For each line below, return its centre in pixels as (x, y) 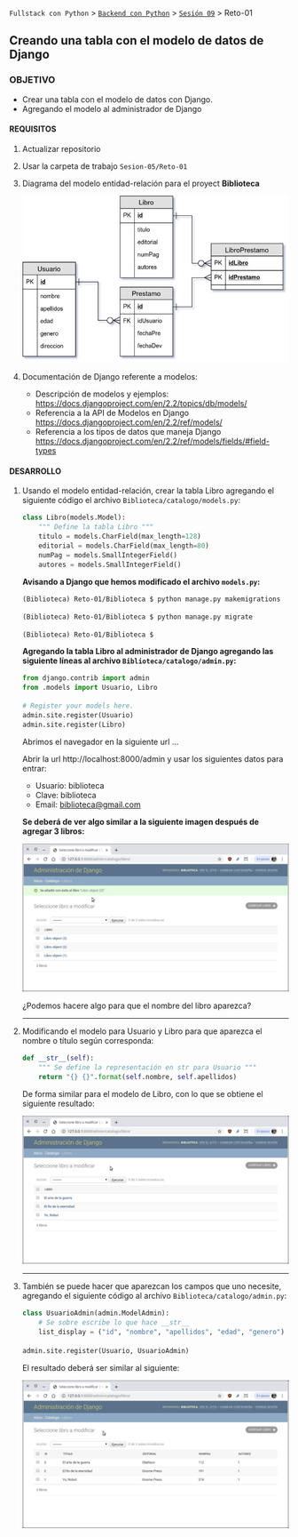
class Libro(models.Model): (74, 518)
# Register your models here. (78, 706)
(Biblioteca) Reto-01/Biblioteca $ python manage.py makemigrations (151, 599)
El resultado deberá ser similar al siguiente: (101, 1367)
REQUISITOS (33, 129)
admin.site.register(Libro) (74, 725)
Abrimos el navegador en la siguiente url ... (100, 741)
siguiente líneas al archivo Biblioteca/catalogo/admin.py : (129, 660)
